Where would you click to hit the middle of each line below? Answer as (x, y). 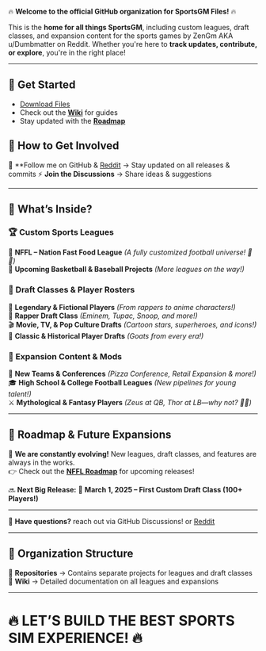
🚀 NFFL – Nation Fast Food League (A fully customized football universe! (127, 252)
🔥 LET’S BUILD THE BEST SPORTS (122, 620)
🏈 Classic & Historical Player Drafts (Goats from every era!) (106, 335)
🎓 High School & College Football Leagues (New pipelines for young (122, 382)
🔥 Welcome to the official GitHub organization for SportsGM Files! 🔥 (122, 11)
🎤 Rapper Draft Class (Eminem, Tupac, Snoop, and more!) (103, 316)
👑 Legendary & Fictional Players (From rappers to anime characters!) (122, 307)
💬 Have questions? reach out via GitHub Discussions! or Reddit (112, 521)
